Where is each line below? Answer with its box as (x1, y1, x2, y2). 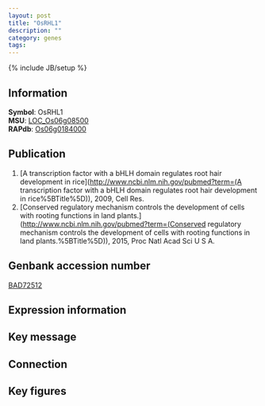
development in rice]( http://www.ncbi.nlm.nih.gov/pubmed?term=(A (19, 177, 242, 186)
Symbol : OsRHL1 (8, 107, 63, 116)
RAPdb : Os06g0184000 (8, 124, 87, 134)
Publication (8, 147, 66, 161)
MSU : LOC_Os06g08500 (8, 115, 89, 125)
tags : (8, 41, 26, 49)
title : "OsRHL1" (8, 19, 62, 27)
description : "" (8, 26, 62, 34)
